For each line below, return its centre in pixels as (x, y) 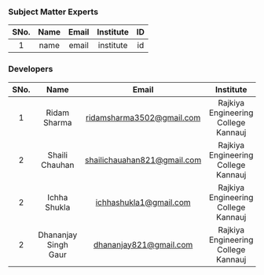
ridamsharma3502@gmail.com (143, 117)
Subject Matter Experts (53, 12)
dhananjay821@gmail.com (143, 244)
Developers (31, 69)
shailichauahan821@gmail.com (143, 160)
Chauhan (57, 165)
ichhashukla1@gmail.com (143, 202)
